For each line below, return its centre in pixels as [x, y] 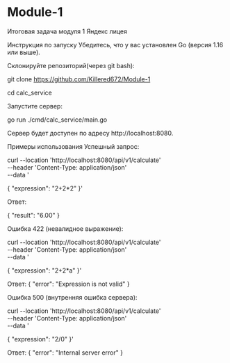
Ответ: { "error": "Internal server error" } [65, 353]
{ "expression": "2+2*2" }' [45, 188]
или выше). [24, 52]
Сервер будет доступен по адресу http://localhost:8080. [90, 133]
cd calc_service [30, 92]
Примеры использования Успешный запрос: [73, 146]
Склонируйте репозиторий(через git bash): [71, 65]
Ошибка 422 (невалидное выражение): [65, 228]
